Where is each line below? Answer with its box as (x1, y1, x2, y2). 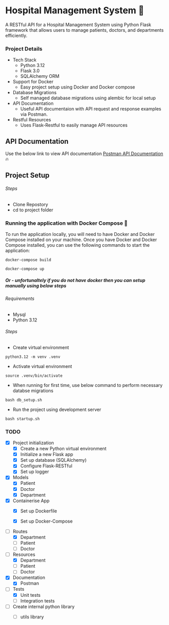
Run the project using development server (12, 406, 102, 413)
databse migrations (12, 387, 54, 394)
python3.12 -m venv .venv (5, 354, 60, 359)
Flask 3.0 (20, 68, 40, 74)
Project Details (5, 45, 42, 52)
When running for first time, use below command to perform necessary (12, 382, 163, 388)
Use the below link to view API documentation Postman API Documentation (5, 150, 163, 157)
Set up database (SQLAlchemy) (20, 457, 87, 463)
